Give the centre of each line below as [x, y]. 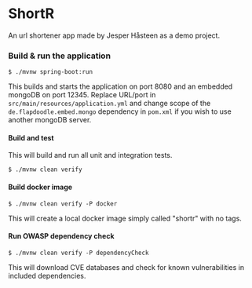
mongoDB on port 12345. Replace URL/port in [82, 95]
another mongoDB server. [50, 120]
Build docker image [40, 187]
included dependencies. [47, 275]
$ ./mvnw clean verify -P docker [63, 204]
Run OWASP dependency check [62, 236]
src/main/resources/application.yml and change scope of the [110, 104]
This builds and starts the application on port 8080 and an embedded [121, 86]
